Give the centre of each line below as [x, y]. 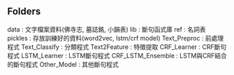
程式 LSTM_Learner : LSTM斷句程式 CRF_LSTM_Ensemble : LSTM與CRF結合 [117, 55]
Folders [24, 12]
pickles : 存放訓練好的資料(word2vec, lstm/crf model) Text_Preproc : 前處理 [116, 38]
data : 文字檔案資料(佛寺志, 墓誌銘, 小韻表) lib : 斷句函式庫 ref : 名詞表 [107, 29]
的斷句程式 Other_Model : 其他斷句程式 [63, 64]
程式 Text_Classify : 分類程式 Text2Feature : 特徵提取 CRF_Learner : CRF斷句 [117, 47]
